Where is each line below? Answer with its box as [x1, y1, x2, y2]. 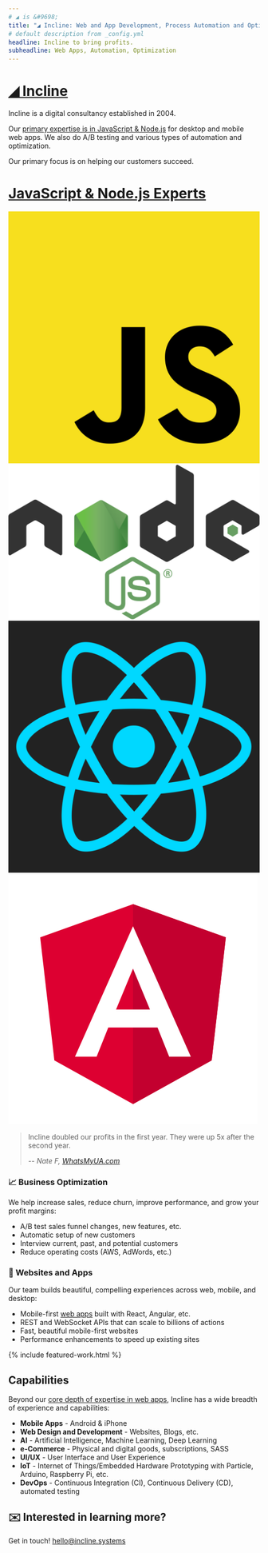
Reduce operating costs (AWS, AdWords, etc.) [19, 1247, 172, 1256]
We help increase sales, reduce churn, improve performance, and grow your [8, 1197, 259, 1207]
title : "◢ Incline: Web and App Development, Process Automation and [8, 21, 245, 30]
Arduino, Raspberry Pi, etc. [19, 1470, 109, 1479]
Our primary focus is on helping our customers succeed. [8, 157, 194, 166]
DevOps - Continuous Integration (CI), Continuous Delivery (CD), [19, 1478, 234, 1487]
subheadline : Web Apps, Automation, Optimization [8, 46, 177, 55]
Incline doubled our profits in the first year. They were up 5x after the [27, 1132, 255, 1141]
